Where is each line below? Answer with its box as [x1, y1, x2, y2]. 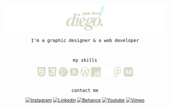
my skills [73, 57, 97, 63]
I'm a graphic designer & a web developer [31, 37, 139, 43]
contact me [71, 87, 99, 93]
